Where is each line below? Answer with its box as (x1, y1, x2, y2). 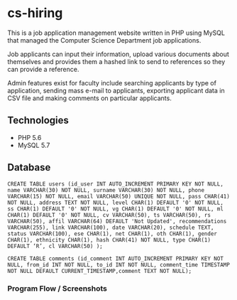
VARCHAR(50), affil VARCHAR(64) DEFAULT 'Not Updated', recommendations (7, 218, 227, 225)
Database (7, 161, 51, 173)
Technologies (7, 114, 70, 127)
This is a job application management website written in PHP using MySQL (7, 28, 226, 37)
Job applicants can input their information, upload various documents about (7, 50, 229, 58)
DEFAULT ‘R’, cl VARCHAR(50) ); (7, 242, 103, 250)
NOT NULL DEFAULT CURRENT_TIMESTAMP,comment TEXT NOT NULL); (7, 267, 192, 274)
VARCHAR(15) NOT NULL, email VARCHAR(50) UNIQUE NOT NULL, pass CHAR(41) (7, 193, 231, 200)
